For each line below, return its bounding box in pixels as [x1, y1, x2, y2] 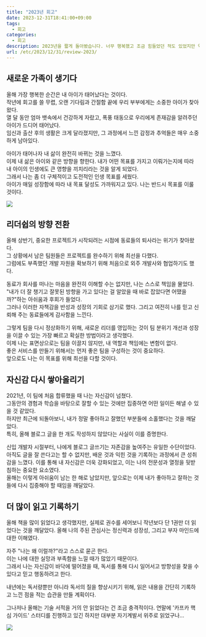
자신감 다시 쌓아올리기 [6, 374, 85, 385]
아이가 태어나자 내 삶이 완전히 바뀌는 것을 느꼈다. [6, 150, 123, 157]
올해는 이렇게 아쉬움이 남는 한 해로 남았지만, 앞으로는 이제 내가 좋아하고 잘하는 [6, 474, 193, 482]
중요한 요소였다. [22, 466, 61, 474]
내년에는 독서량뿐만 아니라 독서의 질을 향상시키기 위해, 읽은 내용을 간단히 [6, 584, 180, 590]
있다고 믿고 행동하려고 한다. [6, 570, 72, 577]
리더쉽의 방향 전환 [6, 219, 70, 230]
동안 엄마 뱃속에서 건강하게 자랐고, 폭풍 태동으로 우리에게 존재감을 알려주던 [19, 114, 198, 121]
